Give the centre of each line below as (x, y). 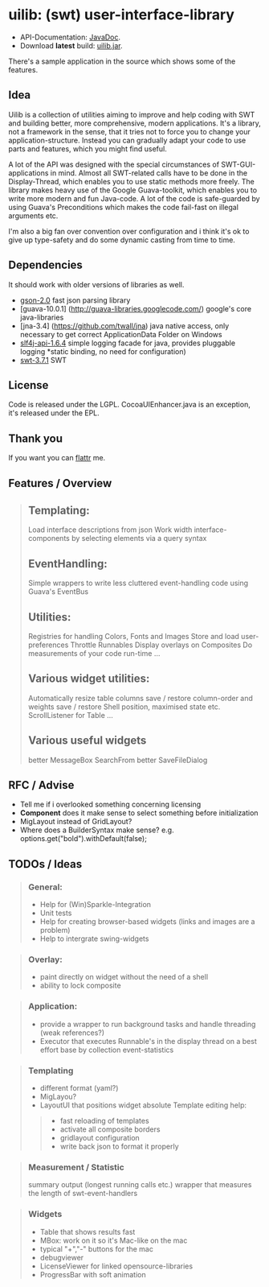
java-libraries (42, 317)
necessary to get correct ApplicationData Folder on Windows (121, 334)
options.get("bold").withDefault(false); (83, 839)
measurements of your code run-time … (94, 654)
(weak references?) (72, 1033)
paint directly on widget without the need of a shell (124, 977)
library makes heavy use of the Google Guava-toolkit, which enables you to (133, 190)
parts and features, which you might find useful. (88, 148)
